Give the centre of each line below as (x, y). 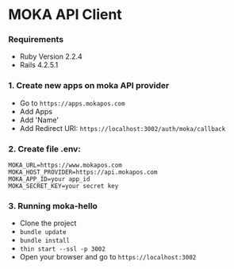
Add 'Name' (39, 120)
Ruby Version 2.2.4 (51, 56)
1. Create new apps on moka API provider (89, 86)
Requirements (36, 40)
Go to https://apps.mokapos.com (72, 103)
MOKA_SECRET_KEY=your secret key (63, 186)
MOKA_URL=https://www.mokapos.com (65, 165)
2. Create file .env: (44, 148)
